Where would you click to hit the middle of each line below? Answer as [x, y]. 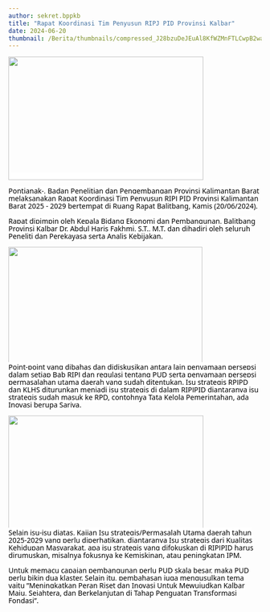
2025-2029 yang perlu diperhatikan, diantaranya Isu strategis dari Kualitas [131, 540]
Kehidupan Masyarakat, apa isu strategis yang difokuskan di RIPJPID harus [131, 548]
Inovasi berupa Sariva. [45, 405]
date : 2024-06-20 [37, 31]
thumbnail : [27, 38]
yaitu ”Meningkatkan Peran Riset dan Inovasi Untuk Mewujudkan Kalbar [127, 585]
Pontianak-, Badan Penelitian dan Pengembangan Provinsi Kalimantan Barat [134, 191]
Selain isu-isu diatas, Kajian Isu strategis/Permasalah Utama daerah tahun [130, 533]
